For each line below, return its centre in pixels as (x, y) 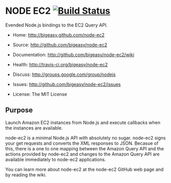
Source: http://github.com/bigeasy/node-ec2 (60, 45)
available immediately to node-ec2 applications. (56, 159)
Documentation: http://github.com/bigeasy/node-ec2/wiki (73, 55)
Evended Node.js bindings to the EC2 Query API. (57, 25)
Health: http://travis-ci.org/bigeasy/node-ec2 (60, 64)
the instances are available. (34, 128)
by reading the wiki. (26, 175)
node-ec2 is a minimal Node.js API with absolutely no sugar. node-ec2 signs (86, 138)
